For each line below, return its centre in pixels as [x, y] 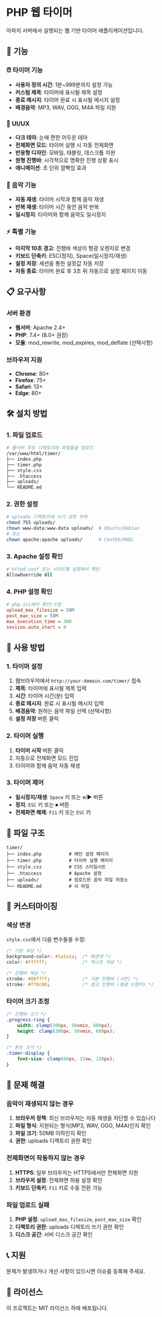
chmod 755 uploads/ [31, 523]
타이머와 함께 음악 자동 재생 [48, 765]
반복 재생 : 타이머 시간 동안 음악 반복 [57, 207]
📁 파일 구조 [26, 833]
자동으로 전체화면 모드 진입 [47, 758]
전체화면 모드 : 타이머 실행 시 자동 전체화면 [64, 145]
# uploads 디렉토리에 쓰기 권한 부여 [47, 517]
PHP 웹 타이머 [39, 12]
